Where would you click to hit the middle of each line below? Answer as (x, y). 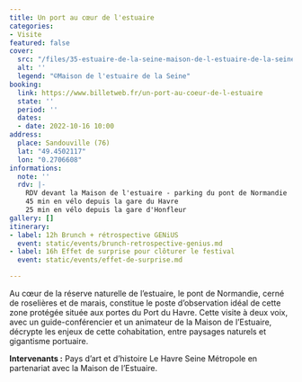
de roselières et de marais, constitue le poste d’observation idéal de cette (145, 303)
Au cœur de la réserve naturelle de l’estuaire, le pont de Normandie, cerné (147, 293)
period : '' (38, 110)
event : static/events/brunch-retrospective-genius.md (120, 244)
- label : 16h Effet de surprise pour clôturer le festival (122, 252)
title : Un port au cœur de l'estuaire (82, 18)
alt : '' (32, 68)
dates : (30, 118)
